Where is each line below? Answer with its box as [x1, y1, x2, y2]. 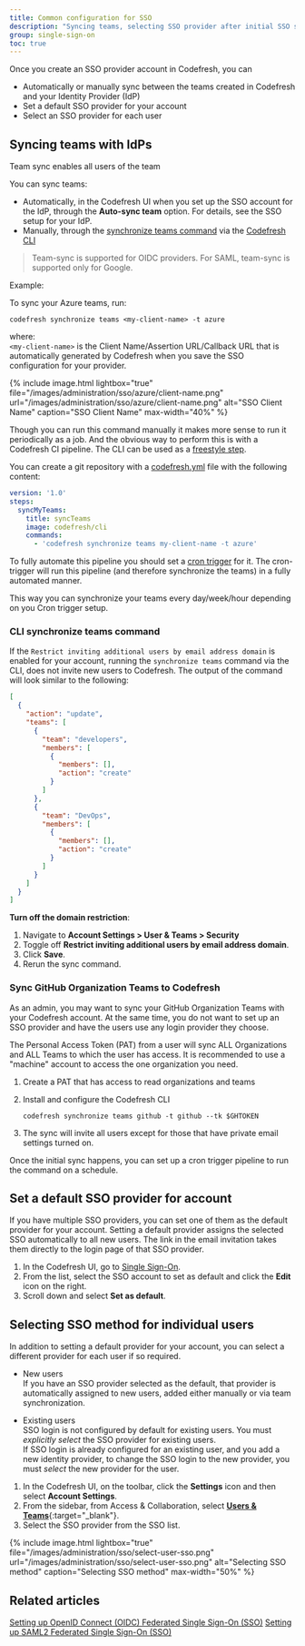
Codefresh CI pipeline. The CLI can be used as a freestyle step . [9, 443, 247, 455]
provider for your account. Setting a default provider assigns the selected [9, 1224, 284, 1235]
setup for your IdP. [22, 216, 93, 227]
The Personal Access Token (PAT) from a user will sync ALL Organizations [9, 1039, 288, 1050]
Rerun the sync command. [22, 959, 122, 970]
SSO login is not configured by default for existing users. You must [22, 1425, 272, 1436]
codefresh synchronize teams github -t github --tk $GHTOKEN [22, 1112, 260, 1121]
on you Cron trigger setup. [9, 603, 109, 614]
